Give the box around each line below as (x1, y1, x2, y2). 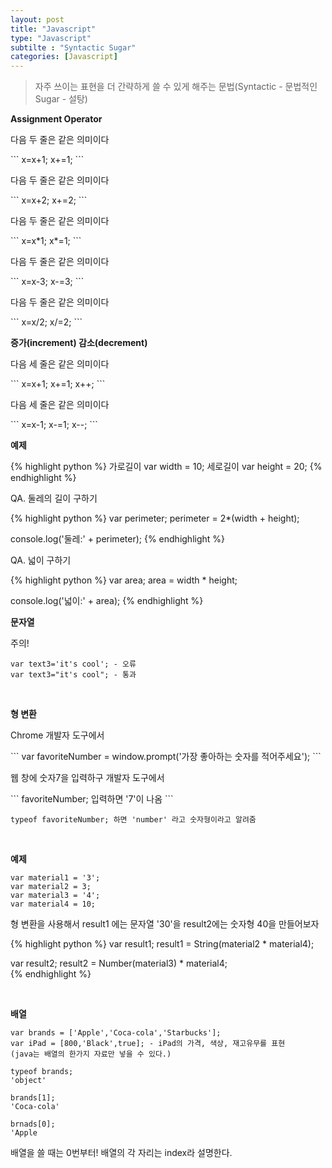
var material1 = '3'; (10, 873, 101, 883)
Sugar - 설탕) (34, 93, 88, 105)
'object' (10, 1076, 47, 1086)
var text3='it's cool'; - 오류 (10, 659, 137, 670)
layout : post (10, 14, 65, 25)
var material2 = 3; (10, 882, 92, 892)
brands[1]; (10, 1093, 56, 1103)
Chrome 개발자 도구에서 (10, 729, 105, 741)
